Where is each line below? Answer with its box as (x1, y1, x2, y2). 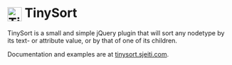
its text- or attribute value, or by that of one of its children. (7, 37, 178, 45)
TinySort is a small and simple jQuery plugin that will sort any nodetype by (7, 29, 225, 37)
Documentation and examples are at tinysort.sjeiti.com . (7, 50, 169, 59)
